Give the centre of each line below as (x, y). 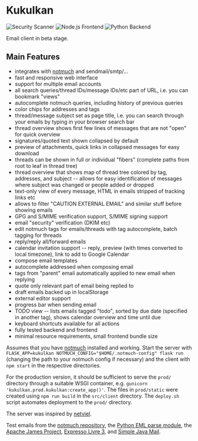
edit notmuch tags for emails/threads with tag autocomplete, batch (96, 229)
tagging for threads (38, 235)
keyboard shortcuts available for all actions (67, 323)
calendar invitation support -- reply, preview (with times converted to (99, 248)
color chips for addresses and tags (57, 109)
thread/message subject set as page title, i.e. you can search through (99, 115)
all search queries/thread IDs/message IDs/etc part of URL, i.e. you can (101, 90)
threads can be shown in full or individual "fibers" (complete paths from (102, 159)
